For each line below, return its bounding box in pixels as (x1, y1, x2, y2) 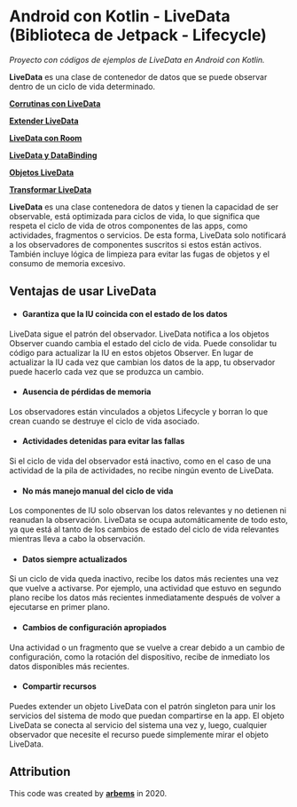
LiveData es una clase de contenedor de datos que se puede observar (9, 71, 268, 82)
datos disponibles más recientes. (9, 661, 130, 671)
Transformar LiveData (9, 184, 92, 194)
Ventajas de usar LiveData (9, 284, 157, 299)
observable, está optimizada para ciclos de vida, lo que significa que (9, 210, 261, 221)
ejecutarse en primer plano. (9, 602, 111, 613)
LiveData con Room (9, 132, 82, 143)
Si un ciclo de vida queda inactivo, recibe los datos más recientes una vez (9, 574, 279, 584)
